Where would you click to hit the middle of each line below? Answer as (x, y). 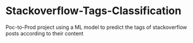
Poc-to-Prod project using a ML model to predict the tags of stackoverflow (96, 27)
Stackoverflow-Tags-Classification (94, 11)
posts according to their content (45, 33)
